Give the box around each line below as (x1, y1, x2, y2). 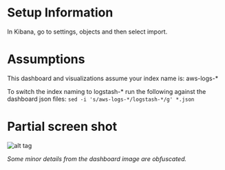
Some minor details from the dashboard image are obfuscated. (7, 154, 187, 162)
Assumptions (7, 51, 85, 67)
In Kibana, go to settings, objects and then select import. (7, 27, 168, 36)
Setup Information (7, 5, 114, 21)
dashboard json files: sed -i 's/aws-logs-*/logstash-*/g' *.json (7, 95, 195, 103)
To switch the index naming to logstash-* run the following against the (7, 87, 206, 95)
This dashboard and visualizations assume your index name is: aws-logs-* (7, 74, 219, 82)
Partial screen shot (7, 119, 118, 134)
